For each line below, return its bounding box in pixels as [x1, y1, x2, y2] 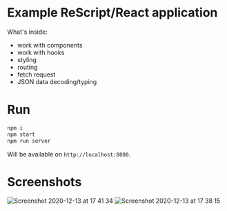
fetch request [17, 70, 56, 79]
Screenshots [7, 174, 82, 190]
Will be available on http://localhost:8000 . [7, 150, 131, 158]
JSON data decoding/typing [17, 77, 97, 86]
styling [17, 55, 37, 63]
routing [17, 63, 38, 71]
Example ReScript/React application [7, 5, 218, 21]
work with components [17, 41, 83, 49]
